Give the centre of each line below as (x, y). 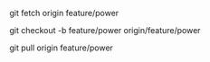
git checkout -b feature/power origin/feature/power (105, 30)
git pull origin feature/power (61, 48)
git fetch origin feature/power (64, 13)
